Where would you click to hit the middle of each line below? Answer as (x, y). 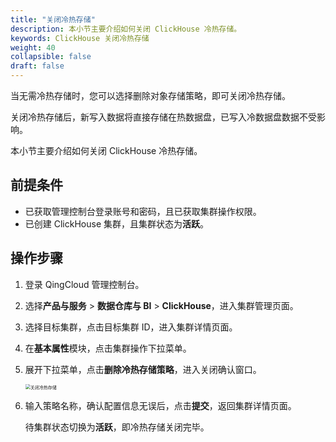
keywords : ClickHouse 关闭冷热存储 (80, 38)
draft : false (37, 66)
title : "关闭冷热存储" (53, 19)
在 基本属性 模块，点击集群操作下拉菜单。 (108, 348)
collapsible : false (51, 57)
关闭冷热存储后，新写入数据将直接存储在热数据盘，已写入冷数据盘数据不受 (163, 117)
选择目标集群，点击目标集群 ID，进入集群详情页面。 (131, 327)
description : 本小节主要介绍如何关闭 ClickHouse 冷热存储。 (126, 29)
